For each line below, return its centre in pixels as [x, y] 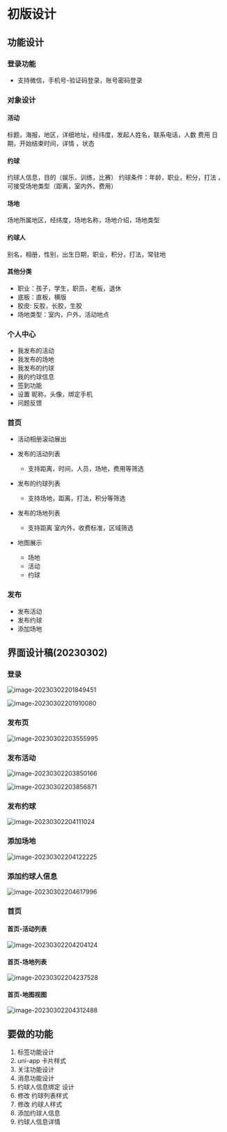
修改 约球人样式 [40, 1104]
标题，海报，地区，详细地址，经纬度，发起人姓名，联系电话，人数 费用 [109, 134]
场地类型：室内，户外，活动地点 [63, 314]
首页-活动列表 [27, 929]
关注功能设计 [36, 1069]
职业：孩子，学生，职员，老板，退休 [69, 288]
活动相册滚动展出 [42, 439]
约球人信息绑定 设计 [46, 1087]
